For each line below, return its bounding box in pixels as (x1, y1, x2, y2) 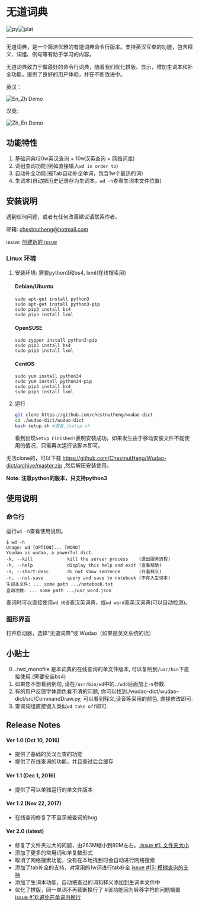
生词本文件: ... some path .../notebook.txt (6, 581, 114, 587)
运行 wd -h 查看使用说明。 (6, 527, 66, 535)
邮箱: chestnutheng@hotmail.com (6, 225, 89, 233)
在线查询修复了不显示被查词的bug (14, 813, 98, 821)
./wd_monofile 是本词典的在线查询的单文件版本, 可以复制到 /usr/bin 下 (14, 665, 185, 672)
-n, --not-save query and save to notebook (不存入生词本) (6, 575, 171, 581)
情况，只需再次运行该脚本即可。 (25, 442, 104, 449)
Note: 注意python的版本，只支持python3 (6, 475, 108, 482)
